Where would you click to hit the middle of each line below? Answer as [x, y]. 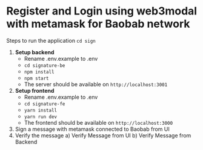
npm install [39, 72]
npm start [37, 78]
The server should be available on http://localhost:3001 [96, 84]
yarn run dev [41, 117]
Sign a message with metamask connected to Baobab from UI [92, 129]
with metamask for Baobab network [98, 24]
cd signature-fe [45, 104]
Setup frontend [35, 90]
